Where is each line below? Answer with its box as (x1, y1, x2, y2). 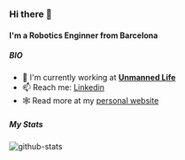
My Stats (9, 119, 43, 130)
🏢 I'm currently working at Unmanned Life (21, 72, 176, 83)
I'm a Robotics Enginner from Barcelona (9, 30, 158, 41)
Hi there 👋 (9, 8, 53, 20)
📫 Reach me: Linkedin (21, 82, 104, 93)
